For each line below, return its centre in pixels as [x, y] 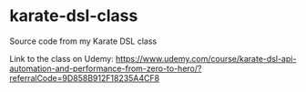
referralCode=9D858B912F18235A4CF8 [85, 77]
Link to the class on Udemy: [61, 58]
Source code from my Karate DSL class [83, 41]
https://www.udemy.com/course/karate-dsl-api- [206, 58]
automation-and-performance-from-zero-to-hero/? [106, 68]
